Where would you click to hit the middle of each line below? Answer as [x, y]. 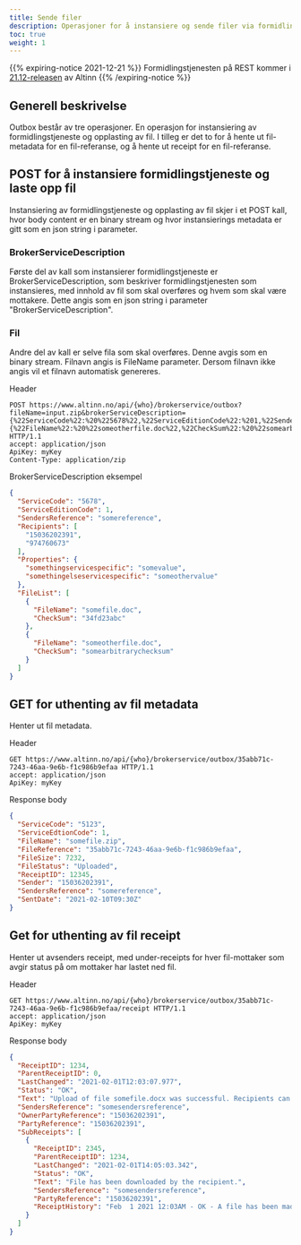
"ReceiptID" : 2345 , [69, 1149]
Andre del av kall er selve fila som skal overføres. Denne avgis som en [138, 352]
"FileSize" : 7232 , [52, 858]
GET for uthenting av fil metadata [104, 704]
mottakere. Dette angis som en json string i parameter [108, 300]
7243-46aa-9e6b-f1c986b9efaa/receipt [80, 1009]
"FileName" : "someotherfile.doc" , [98, 643]
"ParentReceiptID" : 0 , [60, 1074]
